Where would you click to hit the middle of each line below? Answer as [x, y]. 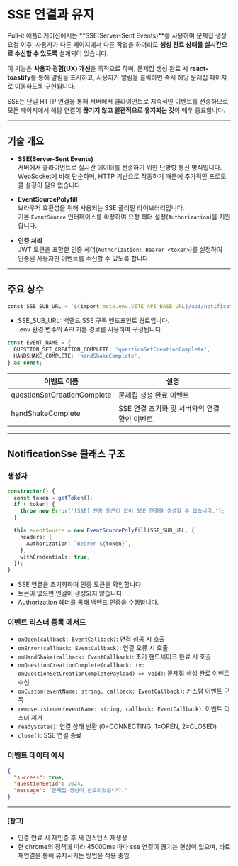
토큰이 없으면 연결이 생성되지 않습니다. [70, 593]
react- [199, 68]
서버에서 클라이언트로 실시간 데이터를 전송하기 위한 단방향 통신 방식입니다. [120, 167]
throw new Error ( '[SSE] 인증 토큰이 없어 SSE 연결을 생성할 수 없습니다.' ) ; [123, 511]
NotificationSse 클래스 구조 [66, 454]
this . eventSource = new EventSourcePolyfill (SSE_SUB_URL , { [104, 530]
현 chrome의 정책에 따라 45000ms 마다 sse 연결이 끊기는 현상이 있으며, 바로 [124, 847]
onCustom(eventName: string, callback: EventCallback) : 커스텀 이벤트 [120, 691]
